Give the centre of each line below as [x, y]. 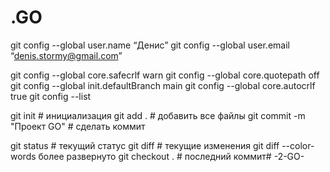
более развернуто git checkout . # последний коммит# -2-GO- [171, 156]
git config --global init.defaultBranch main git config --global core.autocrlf [163, 85]
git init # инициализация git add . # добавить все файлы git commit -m [158, 115]
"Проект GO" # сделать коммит [78, 126]
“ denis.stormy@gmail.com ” [66, 55]
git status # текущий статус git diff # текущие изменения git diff [145, 145]
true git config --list [51, 96]
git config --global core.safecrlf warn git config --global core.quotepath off [165, 75]
